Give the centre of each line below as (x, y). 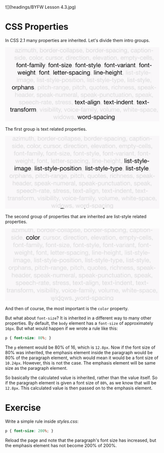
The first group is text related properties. (46, 129)
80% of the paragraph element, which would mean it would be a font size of (82, 358)
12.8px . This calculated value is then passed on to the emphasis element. (79, 388)
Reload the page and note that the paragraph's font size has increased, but (81, 440)
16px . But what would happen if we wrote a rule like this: (62, 328)
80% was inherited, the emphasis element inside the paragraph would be (79, 353)
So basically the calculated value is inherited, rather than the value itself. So (81, 378)
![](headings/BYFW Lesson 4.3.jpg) (41, 7)
